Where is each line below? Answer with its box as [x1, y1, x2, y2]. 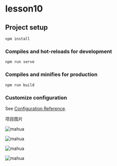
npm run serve [5, 59, 35, 64]
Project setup [5, 23, 48, 32]
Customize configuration [5, 94, 67, 101]
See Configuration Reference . [5, 105, 66, 111]
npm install [5, 36, 30, 41]
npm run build [5, 82, 35, 88]
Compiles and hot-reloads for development [5, 48, 112, 55]
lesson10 [5, 3, 43, 15]
